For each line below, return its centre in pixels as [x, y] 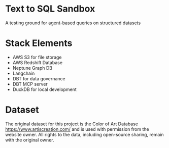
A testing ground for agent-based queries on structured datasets [73, 23]
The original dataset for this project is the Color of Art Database [72, 124]
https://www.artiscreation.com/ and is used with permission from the [77, 129]
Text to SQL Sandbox [50, 9]
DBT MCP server [30, 84]
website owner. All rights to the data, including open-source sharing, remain [84, 134]
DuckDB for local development [45, 89]
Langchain [24, 73]
